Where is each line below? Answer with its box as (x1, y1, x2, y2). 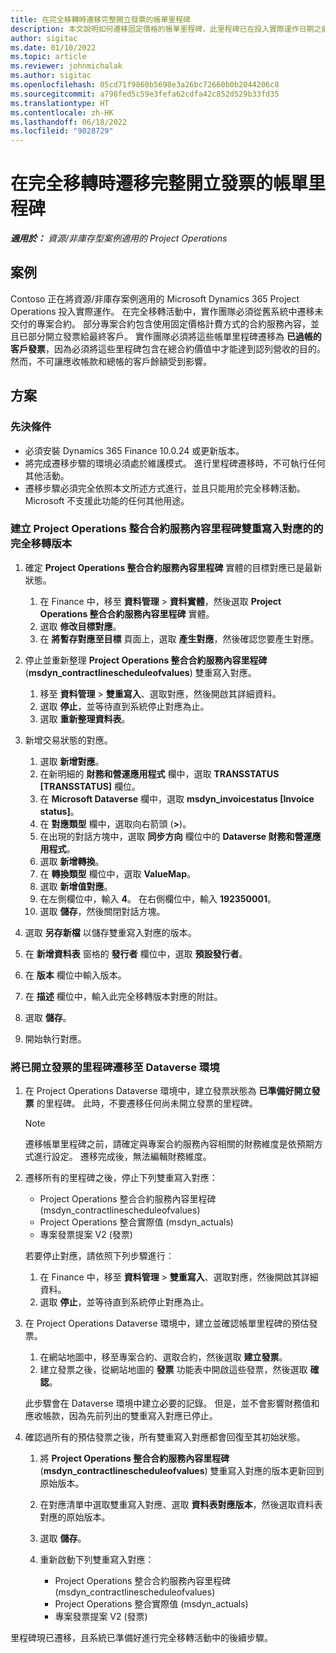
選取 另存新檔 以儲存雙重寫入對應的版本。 (24, 926, 197, 938)
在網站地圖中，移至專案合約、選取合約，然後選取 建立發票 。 (39, 1351, 288, 1363)
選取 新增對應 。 (39, 755, 105, 767)
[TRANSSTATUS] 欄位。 (39, 780, 142, 792)
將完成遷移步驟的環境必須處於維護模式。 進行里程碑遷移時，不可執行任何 (24, 457, 326, 469)
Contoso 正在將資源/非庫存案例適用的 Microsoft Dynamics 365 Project (10, 292, 300, 305)
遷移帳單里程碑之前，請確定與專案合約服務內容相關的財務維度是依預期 (24, 1138, 315, 1150)
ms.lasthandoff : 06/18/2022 (10, 117, 128, 127)
